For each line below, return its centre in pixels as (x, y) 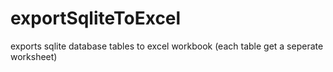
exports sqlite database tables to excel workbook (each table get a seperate (167, 46)
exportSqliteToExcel (96, 18)
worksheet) (34, 56)
